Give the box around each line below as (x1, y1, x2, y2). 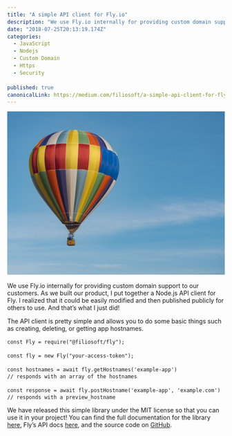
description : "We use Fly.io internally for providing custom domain (7, 18, 212, 26)
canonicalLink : (7, 91, 51, 98)
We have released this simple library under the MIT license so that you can (7, 406, 220, 415)
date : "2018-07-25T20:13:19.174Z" (7, 26, 107, 32)
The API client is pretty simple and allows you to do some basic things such (7, 317, 222, 325)
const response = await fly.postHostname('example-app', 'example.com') (7, 387, 221, 394)
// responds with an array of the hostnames (7, 373, 137, 380)
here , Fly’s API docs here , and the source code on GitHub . (7, 421, 173, 429)
